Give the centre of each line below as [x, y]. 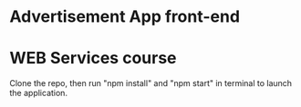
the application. [39, 93]
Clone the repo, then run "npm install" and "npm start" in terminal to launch [151, 83]
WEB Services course [93, 58]
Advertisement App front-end [125, 17]
